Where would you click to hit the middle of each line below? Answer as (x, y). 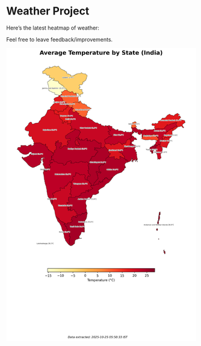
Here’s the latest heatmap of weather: (53, 28)
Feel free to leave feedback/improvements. (60, 39)
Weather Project (48, 11)
